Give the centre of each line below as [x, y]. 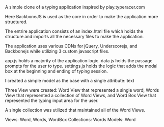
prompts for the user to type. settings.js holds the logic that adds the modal [81, 66]
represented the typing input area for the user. [52, 101]
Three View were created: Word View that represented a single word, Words [82, 90]
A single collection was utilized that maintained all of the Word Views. [75, 110]
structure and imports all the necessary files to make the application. [74, 37]
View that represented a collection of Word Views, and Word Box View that [81, 95]
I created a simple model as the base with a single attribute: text [70, 81]
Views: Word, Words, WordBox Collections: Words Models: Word [70, 119]
